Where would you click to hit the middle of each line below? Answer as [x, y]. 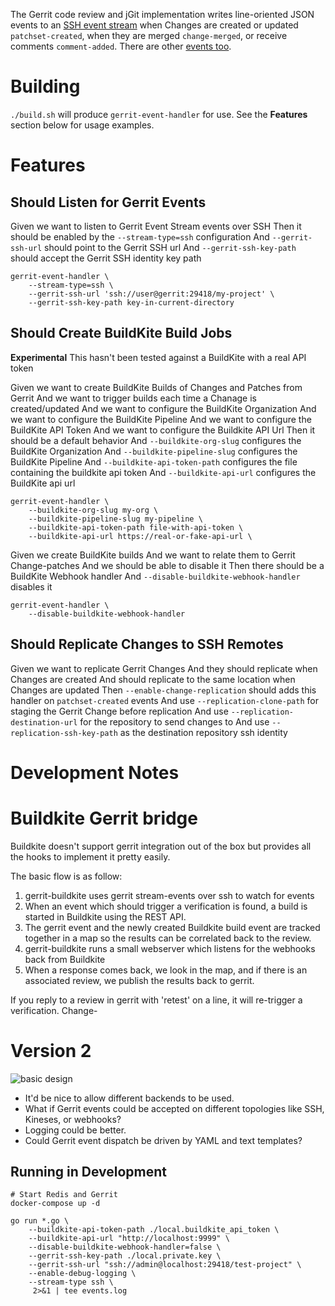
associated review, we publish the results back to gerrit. [139, 980]
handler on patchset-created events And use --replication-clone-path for [164, 700]
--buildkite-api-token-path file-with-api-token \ [136, 527]
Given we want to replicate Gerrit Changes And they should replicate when [164, 668]
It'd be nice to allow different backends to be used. [129, 1098]
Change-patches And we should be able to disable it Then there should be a [167, 565]
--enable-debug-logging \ [82, 1274]
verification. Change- [54, 1010]
